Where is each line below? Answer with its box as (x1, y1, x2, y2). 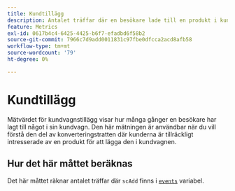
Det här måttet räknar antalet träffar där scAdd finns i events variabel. (7, 176, 204, 185)
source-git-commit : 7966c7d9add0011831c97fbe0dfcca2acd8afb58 (7, 36, 192, 43)
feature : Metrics (7, 23, 58, 30)
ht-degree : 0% (7, 56, 49, 63)
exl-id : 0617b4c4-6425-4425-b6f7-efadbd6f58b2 (7, 29, 145, 37)
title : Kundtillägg (7, 10, 64, 17)
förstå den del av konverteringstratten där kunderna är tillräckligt (7, 130, 194, 139)
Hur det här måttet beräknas (7, 158, 133, 170)
